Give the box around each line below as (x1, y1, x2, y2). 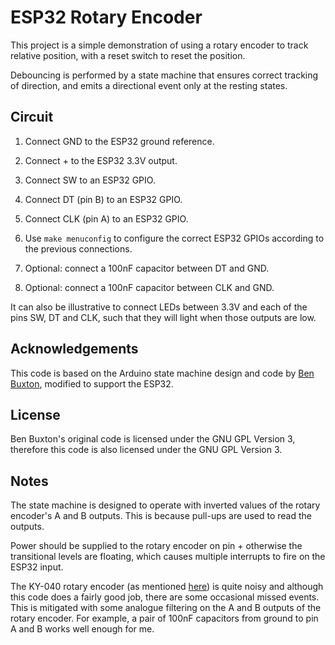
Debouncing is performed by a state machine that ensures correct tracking (10, 69, 319, 81)
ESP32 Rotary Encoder (10, 6, 203, 29)
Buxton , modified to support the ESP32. (10, 377, 174, 390)
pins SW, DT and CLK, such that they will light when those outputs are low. (10, 311, 317, 323)
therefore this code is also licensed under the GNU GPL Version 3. (10, 444, 283, 456)
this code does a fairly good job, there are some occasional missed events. (10, 591, 320, 603)
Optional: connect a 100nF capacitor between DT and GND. (24, 262, 270, 274)
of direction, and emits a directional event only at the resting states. (10, 79, 288, 91)
